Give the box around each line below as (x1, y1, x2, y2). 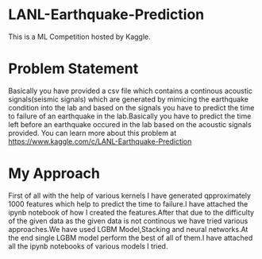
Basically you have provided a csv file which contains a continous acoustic (8, 86, 252, 95)
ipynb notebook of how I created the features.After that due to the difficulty (8, 207, 255, 217)
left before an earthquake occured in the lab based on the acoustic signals (8, 119, 252, 129)
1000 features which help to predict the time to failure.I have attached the (8, 199, 249, 208)
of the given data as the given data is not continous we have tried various (8, 216, 249, 226)
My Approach (8, 164, 101, 183)
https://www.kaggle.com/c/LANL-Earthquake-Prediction (8, 137, 192, 146)
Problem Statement (8, 60, 139, 78)
